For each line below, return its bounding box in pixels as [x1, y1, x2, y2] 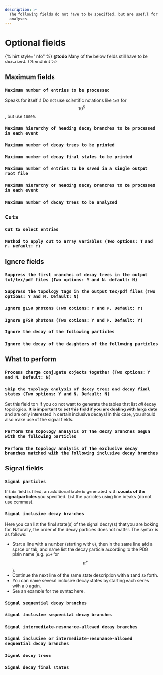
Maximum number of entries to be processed [5, 87, 110, 93]
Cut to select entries [5, 226, 59, 232]
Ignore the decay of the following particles [5, 329, 115, 335]
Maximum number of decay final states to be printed [5, 154, 133, 160]
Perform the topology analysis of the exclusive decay [5, 445, 138, 451]
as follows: [5, 532, 27, 537]
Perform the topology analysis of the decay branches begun [5, 429, 151, 434]
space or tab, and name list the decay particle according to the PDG [12, 546, 148, 552]
